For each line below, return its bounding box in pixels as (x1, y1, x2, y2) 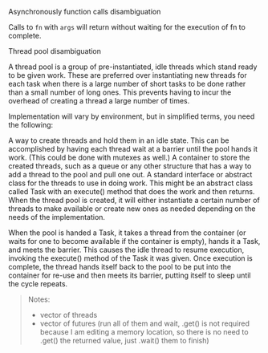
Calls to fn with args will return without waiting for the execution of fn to (8, 22, 246, 31)
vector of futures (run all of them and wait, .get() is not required (39, 319, 250, 328)
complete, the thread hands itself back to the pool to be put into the (8, 262, 231, 271)
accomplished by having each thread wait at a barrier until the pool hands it (8, 144, 258, 153)
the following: (8, 120, 54, 129)
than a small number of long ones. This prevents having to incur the (8, 87, 232, 97)
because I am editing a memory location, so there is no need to (39, 327, 249, 336)
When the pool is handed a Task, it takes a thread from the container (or (8, 228, 246, 237)
